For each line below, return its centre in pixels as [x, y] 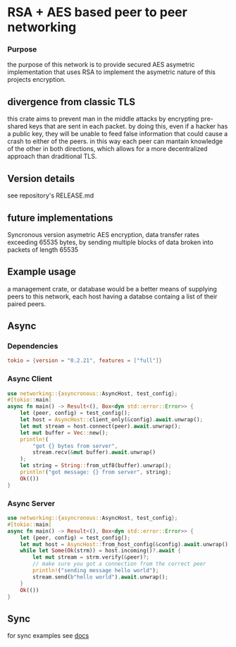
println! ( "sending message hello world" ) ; [96, 571]
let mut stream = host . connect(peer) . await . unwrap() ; [100, 426]
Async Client [30, 379]
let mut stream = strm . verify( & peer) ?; [91, 557]
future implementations [60, 218]
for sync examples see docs [48, 636]
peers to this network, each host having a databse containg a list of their [112, 296]
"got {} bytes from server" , [75, 446]
